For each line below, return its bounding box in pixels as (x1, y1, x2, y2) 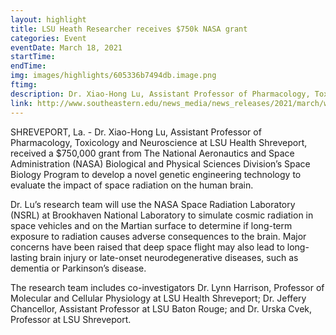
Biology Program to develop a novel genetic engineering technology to (10, 168, 302, 180)
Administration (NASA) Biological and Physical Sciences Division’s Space (10, 157, 311, 170)
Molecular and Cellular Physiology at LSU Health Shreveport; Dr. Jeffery (10, 292, 307, 304)
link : (10, 98, 33, 108)
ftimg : (10, 80, 38, 90)
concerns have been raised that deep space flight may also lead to (10, 241, 285, 253)
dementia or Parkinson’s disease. (10, 262, 147, 274)
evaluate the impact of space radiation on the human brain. (10, 179, 254, 191)
